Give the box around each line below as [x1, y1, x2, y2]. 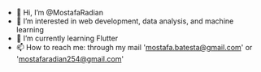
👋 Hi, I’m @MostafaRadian [15, 8, 104, 17]
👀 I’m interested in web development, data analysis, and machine [15, 16, 234, 26]
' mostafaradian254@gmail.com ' [15, 54, 124, 64]
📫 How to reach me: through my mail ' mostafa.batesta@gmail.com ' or [15, 43, 253, 52]
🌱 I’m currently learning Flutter [15, 33, 119, 43]
